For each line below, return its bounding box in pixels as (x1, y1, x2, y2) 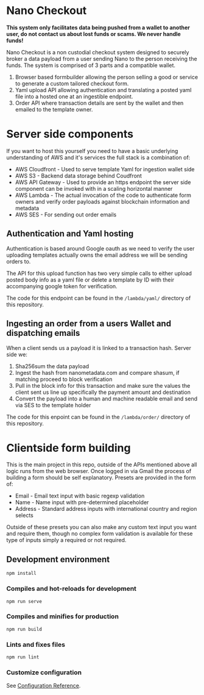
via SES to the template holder (15, 401, 91, 408)
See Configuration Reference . (6, 682, 81, 690)
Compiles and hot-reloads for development (6, 585, 137, 593)
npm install (6, 571, 37, 577)
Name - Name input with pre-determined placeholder (15, 499, 149, 506)
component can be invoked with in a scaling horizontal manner (15, 185, 173, 192)
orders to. (6, 257, 31, 265)
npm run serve (6, 598, 43, 604)
